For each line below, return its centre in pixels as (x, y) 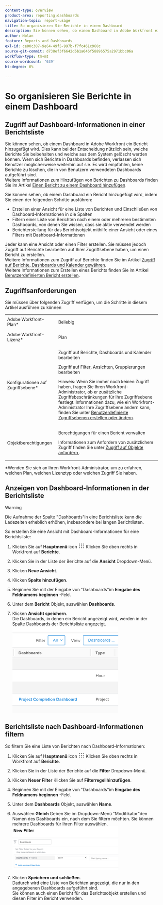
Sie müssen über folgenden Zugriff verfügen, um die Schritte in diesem (76, 302)
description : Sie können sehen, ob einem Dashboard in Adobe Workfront (79, 31)
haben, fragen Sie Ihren (81, 387)
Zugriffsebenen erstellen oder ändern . (96, 418)
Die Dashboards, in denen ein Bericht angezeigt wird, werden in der (80, 618)
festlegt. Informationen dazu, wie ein (94, 402)
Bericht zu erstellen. (25, 255)
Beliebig (66, 322)
